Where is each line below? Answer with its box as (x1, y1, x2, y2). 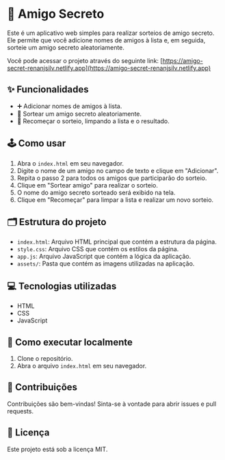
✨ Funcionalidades (7, 84, 89, 95)
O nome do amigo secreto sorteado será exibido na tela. (16, 188, 176, 196)
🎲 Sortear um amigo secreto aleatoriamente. (16, 110, 142, 118)
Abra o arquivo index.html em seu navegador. (16, 362, 147, 370)
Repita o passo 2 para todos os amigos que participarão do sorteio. (16, 174, 207, 182)
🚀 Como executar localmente (7, 336, 133, 348)
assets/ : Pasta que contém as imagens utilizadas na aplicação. (16, 259, 195, 268)
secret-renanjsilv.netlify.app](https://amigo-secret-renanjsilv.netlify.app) (7, 64, 211, 72)
